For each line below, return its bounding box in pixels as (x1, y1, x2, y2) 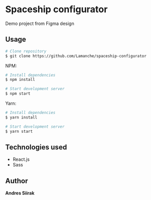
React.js (12, 156, 30, 162)
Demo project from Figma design (5, 20, 75, 26)
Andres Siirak (5, 190, 35, 196)
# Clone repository (5, 48, 47, 54)
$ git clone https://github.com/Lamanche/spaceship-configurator (5, 53, 146, 59)
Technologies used (5, 142, 67, 151)
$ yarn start (5, 129, 33, 134)
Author (5, 177, 28, 185)
